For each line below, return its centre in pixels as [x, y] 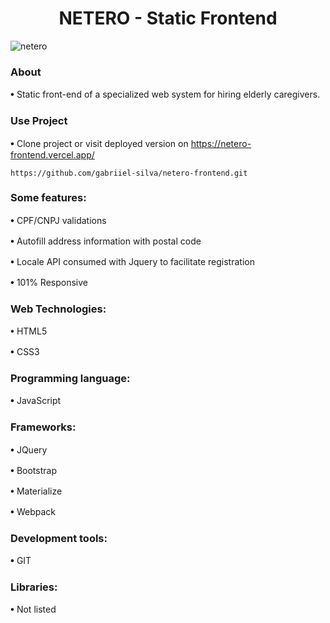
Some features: [48, 198]
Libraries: [34, 587]
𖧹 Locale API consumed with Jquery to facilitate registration [132, 261]
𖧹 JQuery [29, 449]
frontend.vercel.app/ [52, 154]
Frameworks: [43, 427]
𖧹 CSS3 [25, 352]
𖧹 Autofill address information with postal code [106, 241]
